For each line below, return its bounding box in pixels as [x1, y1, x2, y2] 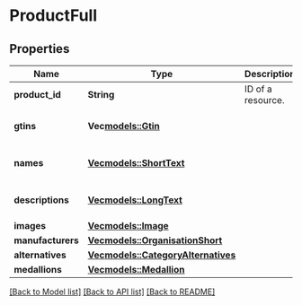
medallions [13, 264, 63, 275]
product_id [13, 89, 61, 100]
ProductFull [9, 5, 98, 26]
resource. [244, 94, 285, 106]
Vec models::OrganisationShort [87, 234, 223, 247]
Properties [9, 41, 70, 57]
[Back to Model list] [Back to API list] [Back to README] [9, 286, 216, 297]
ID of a [244, 83, 272, 95]
